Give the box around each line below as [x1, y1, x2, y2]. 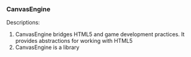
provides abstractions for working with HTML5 [15, 37, 133, 45]
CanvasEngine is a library [15, 44, 80, 51]
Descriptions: [6, 19, 40, 26]
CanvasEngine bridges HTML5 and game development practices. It [15, 31, 185, 38]
